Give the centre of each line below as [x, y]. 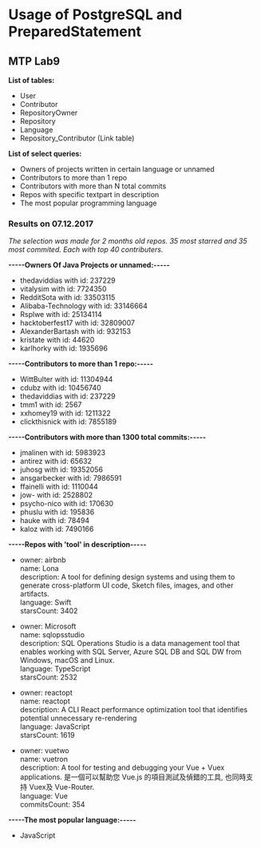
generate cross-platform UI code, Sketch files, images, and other [127, 585]
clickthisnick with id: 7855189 [68, 422]
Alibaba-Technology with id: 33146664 [83, 306]
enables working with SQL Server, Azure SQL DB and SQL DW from [130, 652]
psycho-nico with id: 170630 [67, 504]
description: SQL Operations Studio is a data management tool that [130, 644]
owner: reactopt [46, 693]
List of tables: [32, 80]
